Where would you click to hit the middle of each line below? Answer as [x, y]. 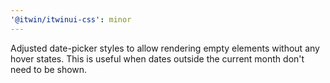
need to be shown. [49, 69]
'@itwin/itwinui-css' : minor [71, 19]
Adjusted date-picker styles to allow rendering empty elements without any [165, 48]
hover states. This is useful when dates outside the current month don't [157, 58]
